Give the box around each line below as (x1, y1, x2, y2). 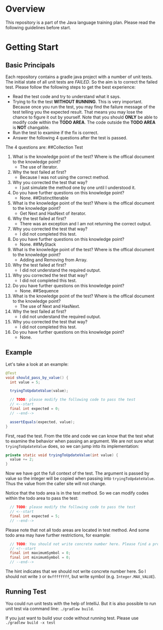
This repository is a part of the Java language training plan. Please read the (5, 19, 156, 25)
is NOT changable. (12, 124, 50, 130)
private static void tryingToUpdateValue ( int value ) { (5, 453, 119, 458)
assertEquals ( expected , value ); (10, 419, 75, 425)
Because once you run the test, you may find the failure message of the (12, 103, 155, 110)
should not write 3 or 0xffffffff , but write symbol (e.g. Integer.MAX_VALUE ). (5, 574, 156, 579)
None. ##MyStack (19, 241, 56, 247)
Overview (5, 3, 45, 15)
